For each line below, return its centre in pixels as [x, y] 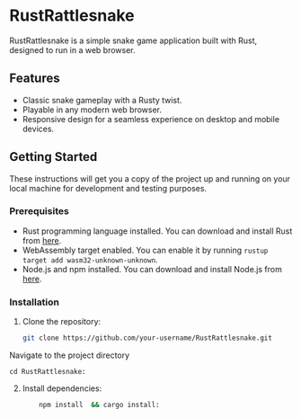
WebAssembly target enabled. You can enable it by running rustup [145, 250]
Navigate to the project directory [70, 355]
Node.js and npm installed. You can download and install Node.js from [152, 269]
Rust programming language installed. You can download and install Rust [157, 231]
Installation [35, 302]
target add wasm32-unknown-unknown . [90, 259]
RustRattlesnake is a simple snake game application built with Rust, [133, 40]
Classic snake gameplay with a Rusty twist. [102, 100]
